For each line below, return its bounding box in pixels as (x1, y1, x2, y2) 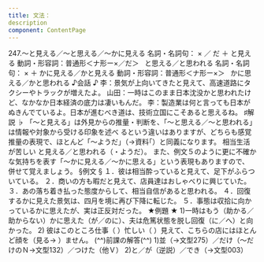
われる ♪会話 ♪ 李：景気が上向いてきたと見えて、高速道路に (49, 78, 244, 87)
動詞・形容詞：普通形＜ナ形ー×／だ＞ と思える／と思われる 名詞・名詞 (17, 58, 250, 68)
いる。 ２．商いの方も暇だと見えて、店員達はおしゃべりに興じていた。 (21, 176, 251, 186)
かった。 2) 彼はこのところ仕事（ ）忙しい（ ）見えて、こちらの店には (8, 226, 236, 235)
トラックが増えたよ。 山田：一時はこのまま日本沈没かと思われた (35, 88, 245, 98)
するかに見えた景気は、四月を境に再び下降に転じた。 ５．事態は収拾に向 (8, 196, 245, 205)
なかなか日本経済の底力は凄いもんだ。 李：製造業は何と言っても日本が (21, 98, 251, 107)
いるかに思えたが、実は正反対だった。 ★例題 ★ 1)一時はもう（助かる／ (21, 206, 255, 216)
